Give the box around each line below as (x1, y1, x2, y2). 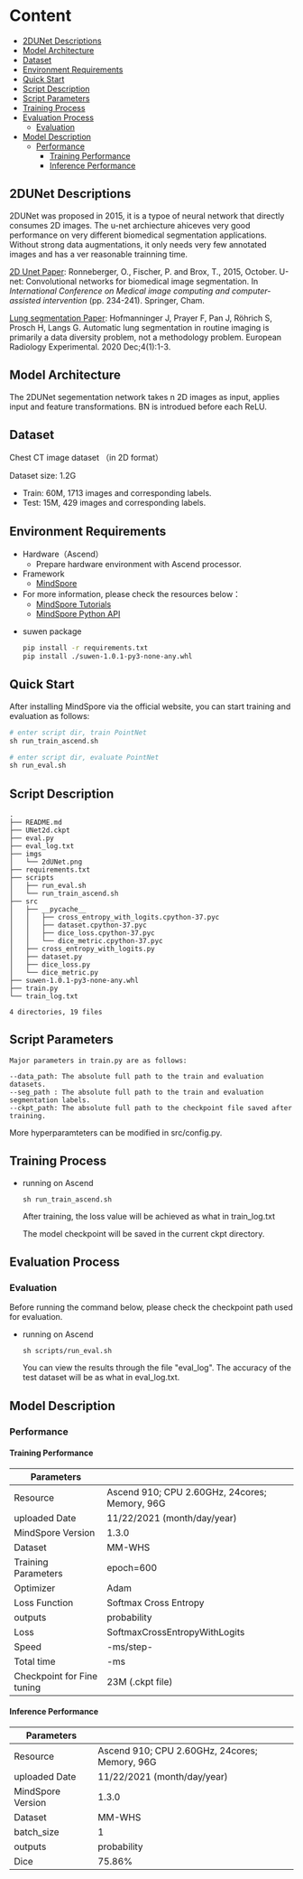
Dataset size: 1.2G (9, 471, 77, 481)
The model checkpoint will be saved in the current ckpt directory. (22, 1228, 265, 1239)
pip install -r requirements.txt (22, 643, 149, 653)
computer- (231, 285, 271, 296)
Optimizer (14, 1582, 56, 1594)
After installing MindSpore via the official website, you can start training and (9, 701, 291, 712)
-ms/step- (106, 1641, 153, 1653)
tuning (14, 1681, 41, 1694)
